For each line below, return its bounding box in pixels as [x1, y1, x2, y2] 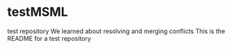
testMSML [7, 4, 68, 20]
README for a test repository [7, 34, 92, 42]
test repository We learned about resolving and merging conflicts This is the [7, 27, 225, 35]
